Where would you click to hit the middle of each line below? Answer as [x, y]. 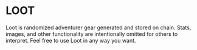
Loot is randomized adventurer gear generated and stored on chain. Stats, [98, 27]
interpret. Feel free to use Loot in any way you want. [71, 40]
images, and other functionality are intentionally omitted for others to [92, 34]
